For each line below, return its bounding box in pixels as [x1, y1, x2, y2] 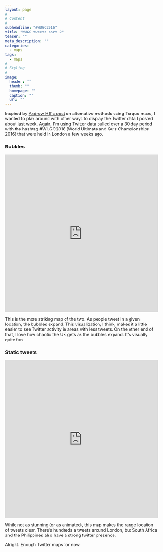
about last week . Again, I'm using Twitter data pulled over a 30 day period [5, 121, 153, 127]
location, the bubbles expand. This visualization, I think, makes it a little [5, 321, 147, 327]
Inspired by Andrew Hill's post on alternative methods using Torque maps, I [5, 111, 155, 116]
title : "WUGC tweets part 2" [5, 30, 64, 34]
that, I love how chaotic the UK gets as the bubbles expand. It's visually [5, 332, 148, 338]
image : [5, 75, 18, 80]
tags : [5, 52, 16, 57]
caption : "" [9, 93, 34, 97]
